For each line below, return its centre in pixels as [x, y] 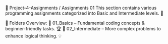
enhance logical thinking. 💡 [34, 36]
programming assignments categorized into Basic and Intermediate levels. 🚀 [85, 13]
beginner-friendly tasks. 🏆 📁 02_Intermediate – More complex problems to [83, 29]
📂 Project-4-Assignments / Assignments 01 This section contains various [81, 8]
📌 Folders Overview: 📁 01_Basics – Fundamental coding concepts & [75, 23]
